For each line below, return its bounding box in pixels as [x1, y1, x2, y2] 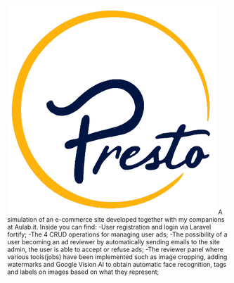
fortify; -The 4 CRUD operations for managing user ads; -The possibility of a [7, 230, 228, 239]
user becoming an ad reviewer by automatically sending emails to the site [7, 238, 220, 246]
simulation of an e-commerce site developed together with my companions [7, 215, 225, 223]
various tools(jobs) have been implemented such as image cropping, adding [7, 253, 228, 261]
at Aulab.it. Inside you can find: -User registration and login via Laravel [7, 223, 212, 231]
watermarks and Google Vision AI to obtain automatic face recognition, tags [7, 260, 227, 268]
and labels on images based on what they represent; [7, 268, 160, 276]
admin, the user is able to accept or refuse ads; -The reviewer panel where [7, 245, 223, 253]
